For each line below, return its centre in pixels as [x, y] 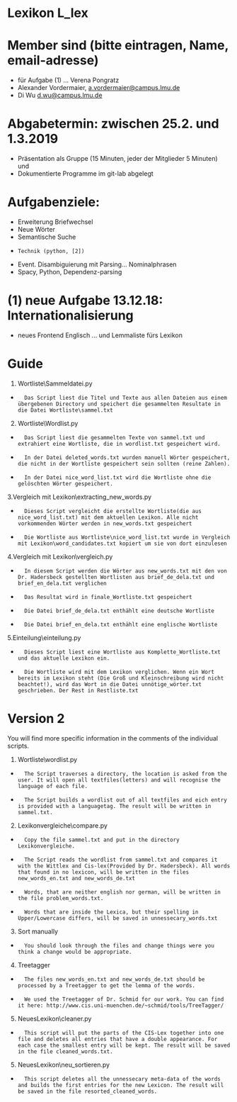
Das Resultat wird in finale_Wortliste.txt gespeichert [108, 597]
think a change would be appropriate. [75, 952]
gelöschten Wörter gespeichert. [65, 483]
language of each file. [53, 786]
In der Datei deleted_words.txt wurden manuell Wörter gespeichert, [127, 457]
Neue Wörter [36, 229]
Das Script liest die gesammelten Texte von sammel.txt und [115, 437]
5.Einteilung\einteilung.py [44, 637]
